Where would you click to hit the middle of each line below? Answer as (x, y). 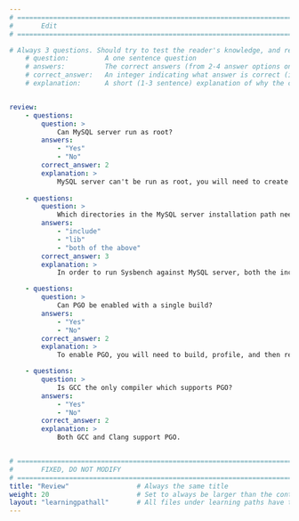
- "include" (79, 232)
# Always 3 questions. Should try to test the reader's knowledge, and (145, 50)
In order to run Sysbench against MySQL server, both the (166, 273)
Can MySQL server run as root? (115, 132)
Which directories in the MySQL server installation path (166, 215)
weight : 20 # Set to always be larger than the (141, 494)
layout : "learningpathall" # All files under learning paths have (147, 503)
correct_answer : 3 (75, 256)
